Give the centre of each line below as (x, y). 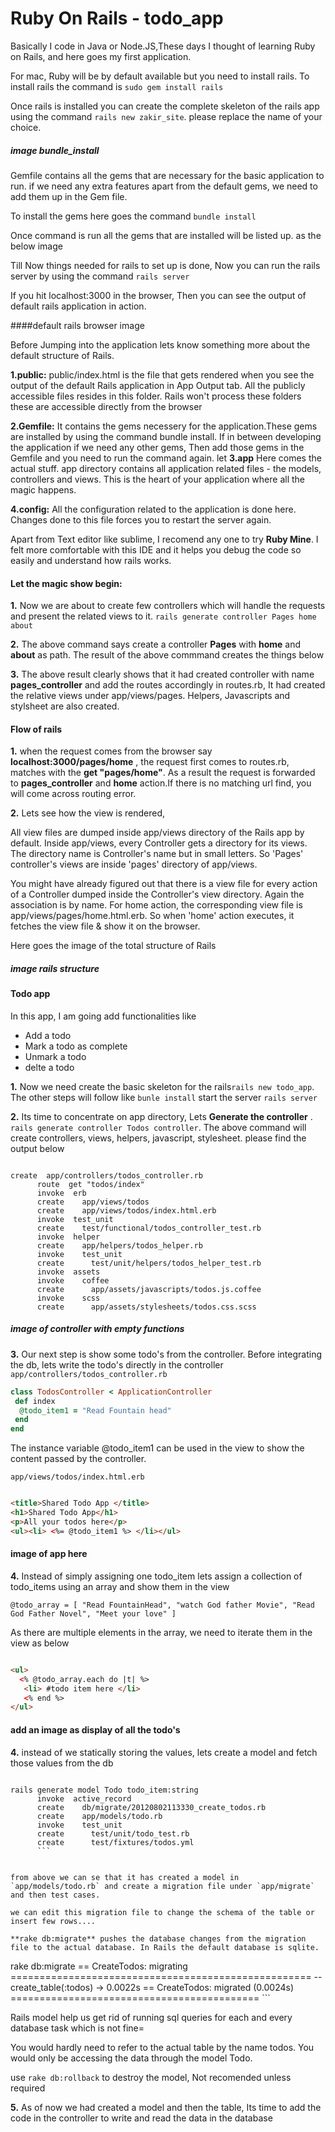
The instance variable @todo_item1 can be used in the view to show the (157, 1448)
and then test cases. (55, 1895)
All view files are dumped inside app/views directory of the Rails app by (157, 833)
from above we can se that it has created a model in (125, 1877)
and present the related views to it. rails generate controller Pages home (163, 616)
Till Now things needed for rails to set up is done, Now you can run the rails (165, 265)
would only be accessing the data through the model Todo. (131, 2058)
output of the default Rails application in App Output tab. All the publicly (158, 385)
